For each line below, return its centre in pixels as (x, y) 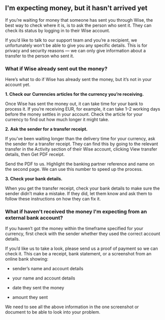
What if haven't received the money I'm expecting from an (76, 212)
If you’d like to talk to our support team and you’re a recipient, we (71, 40)
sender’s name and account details (48, 269)
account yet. (18, 85)
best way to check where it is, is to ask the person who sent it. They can (78, 25)
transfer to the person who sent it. (40, 56)
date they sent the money (38, 288)
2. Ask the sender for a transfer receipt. (46, 129)
